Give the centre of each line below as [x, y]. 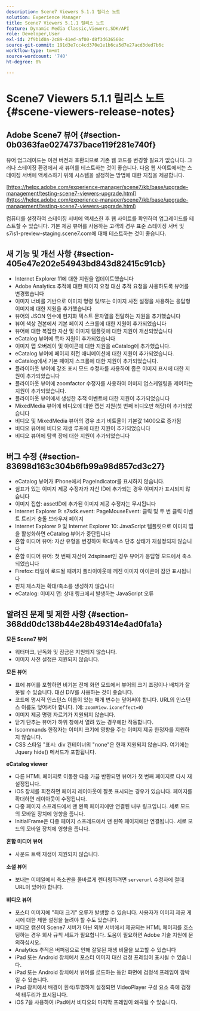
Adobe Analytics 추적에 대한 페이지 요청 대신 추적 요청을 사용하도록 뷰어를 [102, 286]
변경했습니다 [30, 294]
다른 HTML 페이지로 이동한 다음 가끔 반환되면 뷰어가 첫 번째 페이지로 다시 [100, 776]
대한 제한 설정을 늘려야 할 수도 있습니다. [72, 919]
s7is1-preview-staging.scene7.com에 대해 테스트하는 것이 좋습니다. [86, 233]
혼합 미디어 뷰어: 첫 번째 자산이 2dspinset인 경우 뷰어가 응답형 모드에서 [98, 556]
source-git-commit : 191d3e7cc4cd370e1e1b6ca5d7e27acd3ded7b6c [85, 45]
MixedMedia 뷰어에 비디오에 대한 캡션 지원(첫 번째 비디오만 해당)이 [93, 406]
